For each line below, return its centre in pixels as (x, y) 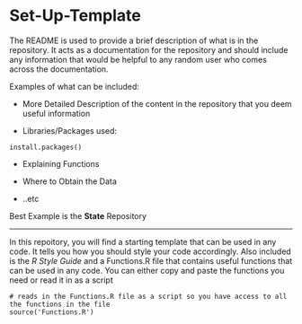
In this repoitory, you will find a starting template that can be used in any (143, 241)
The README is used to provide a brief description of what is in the (134, 40)
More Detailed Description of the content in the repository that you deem (157, 103)
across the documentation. (59, 69)
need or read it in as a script (62, 280)
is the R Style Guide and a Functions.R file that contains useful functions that (151, 260)
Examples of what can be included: (74, 86)
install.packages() (46, 147)
